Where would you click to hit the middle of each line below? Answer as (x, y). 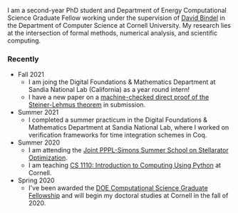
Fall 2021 (31, 75)
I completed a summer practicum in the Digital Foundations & (118, 120)
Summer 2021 (38, 113)
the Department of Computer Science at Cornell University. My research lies (119, 25)
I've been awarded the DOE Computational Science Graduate (118, 188)
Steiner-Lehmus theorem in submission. (87, 105)
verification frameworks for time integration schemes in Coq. (118, 135)
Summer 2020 (39, 142)
